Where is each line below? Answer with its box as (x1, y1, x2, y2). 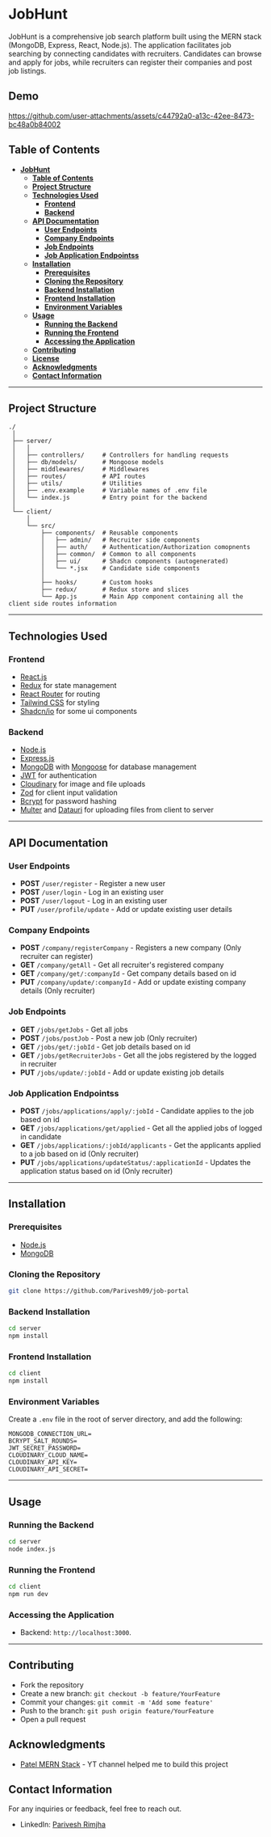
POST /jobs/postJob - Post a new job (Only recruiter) (19, 1033, 198, 1043)
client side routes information (8, 600, 117, 608)
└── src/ (26, 522, 56, 530)
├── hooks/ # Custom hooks (40, 579, 153, 587)
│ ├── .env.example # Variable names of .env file (11, 487, 207, 495)
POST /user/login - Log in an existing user (19, 887, 164, 897)
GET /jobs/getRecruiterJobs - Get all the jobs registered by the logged (19, 1050, 256, 1060)
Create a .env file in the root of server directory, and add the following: (8, 1414, 243, 1424)
